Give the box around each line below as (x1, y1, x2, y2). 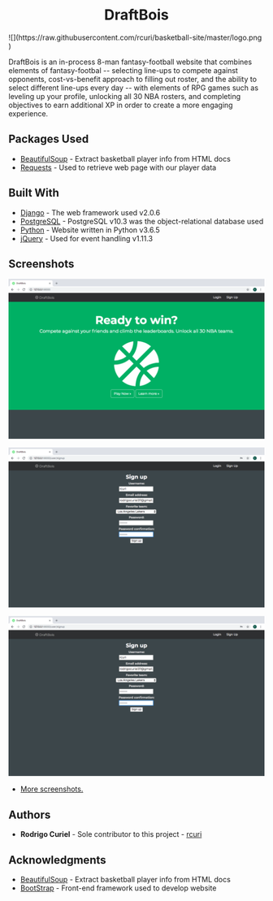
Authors (8, 808, 51, 821)
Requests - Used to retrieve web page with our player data (19, 162, 217, 172)
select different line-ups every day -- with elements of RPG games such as (8, 83, 258, 93)
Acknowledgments (8, 853, 107, 867)
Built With (8, 186, 59, 200)
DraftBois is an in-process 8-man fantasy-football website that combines (8, 57, 253, 67)
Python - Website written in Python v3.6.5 (19, 225, 160, 235)
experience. (8, 108, 49, 119)
